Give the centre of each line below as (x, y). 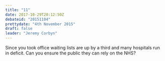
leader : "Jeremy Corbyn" (31, 33)
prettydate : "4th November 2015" (40, 24)
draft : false (19, 29)
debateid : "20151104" (28, 19)
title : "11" (18, 10)
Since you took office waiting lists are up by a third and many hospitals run (83, 48)
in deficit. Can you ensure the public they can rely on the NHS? (71, 53)
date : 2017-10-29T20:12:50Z (35, 15)
